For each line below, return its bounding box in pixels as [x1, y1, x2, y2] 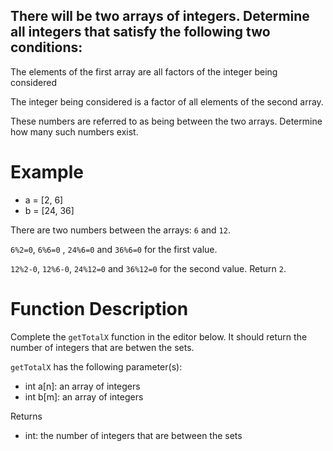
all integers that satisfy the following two [10, 24, 271, 41]
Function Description [10, 297, 189, 320]
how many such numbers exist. [10, 125, 139, 138]
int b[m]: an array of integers [24, 390, 144, 403]
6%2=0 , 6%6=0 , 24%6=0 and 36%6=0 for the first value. [10, 243, 218, 255]
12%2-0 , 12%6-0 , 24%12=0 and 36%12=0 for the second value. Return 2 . [10, 262, 287, 274]
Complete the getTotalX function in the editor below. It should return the [10, 330, 308, 343]
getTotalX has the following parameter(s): [10, 360, 183, 373]
